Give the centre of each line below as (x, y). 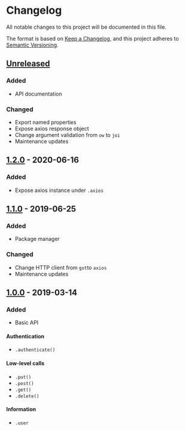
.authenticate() (35, 350)
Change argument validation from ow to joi (67, 135)
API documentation (38, 94)
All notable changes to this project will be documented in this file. (87, 27)
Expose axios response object (52, 129)
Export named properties (45, 122)
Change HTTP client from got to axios (61, 267)
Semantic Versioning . (32, 45)
